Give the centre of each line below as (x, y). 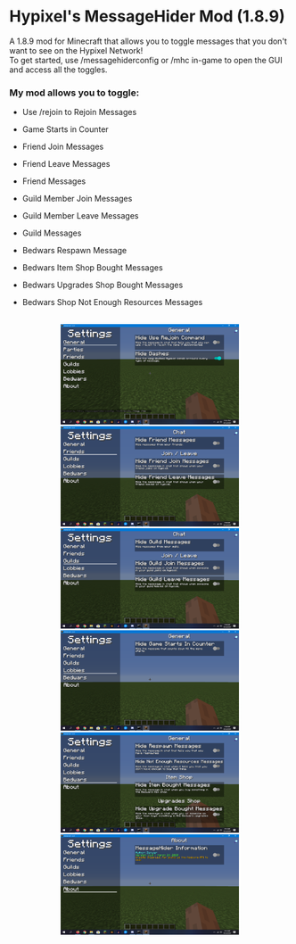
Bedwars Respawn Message (74, 251)
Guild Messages (52, 233)
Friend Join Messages (63, 147)
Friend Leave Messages (66, 164)
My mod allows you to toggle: (74, 93)
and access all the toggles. (58, 70)
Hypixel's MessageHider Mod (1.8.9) (147, 17)
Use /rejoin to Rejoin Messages (79, 112)
